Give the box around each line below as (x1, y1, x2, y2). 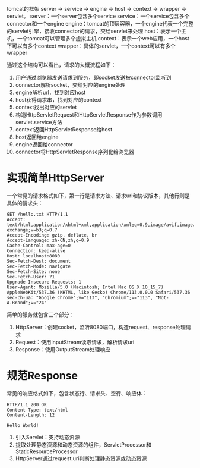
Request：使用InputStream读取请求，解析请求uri (15, 338, 135, 345)
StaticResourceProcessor (15, 448, 78, 455)
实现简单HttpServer (7, 171, 104, 185)
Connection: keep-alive (7, 247, 66, 254)
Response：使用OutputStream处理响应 (15, 345, 110, 353)
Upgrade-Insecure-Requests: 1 (7, 279, 82, 285)
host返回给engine (15, 133, 59, 140)
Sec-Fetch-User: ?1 (7, 274, 55, 279)
